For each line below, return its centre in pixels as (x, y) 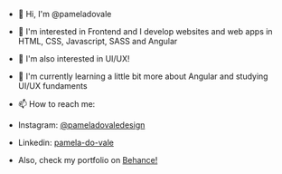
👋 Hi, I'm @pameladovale (65, 14)
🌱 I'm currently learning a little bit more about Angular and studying (143, 76)
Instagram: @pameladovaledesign (81, 125)
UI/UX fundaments (52, 86)
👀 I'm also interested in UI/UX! (74, 58)
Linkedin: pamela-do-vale (66, 142)
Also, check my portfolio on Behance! (88, 160)
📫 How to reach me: (56, 104)
